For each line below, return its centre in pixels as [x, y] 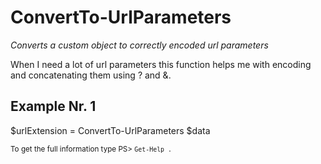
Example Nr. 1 [53, 106]
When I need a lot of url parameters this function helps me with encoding [161, 64]
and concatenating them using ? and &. [91, 75]
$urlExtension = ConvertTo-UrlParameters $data [110, 130]
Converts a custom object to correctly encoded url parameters [139, 45]
